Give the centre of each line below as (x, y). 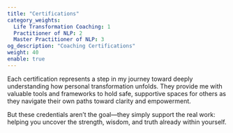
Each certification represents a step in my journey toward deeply (100, 79)
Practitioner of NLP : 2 (48, 33)
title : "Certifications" (43, 14)
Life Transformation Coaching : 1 (62, 26)
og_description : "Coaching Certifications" (72, 46)
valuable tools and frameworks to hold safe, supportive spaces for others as (117, 93)
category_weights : (34, 20)
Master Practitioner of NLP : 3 (59, 40)
